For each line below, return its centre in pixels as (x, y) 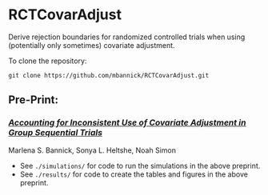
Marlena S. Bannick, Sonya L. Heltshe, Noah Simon (92, 150)
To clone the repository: (48, 61)
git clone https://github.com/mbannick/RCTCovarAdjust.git (109, 75)
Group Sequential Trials (55, 133)
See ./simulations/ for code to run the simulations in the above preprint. (140, 165)
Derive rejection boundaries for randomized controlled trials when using (127, 37)
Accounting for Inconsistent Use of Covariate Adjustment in (127, 123)
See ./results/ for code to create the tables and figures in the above (134, 174)
